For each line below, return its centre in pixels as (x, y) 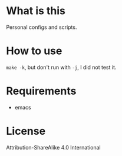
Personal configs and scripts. (42, 27)
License (26, 131)
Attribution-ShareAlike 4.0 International (54, 147)
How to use (34, 51)
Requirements (41, 91)
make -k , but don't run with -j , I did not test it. (61, 67)
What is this (36, 11)
